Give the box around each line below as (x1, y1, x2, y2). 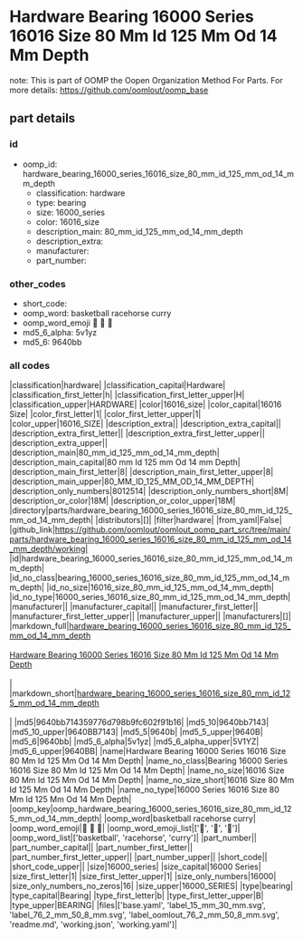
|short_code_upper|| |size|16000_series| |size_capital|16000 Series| (9, 861, 261, 872)
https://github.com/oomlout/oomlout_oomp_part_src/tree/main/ (54, 524, 291, 536)
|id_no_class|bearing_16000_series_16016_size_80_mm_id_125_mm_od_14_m (9, 573, 290, 584)
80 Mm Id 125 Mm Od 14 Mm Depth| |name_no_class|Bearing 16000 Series (9, 755, 288, 767)
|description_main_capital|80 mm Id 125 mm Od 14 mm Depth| (9, 457, 241, 468)
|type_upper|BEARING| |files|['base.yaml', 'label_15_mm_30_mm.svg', (9, 900, 267, 911)
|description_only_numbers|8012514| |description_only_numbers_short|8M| (9, 486, 289, 497)
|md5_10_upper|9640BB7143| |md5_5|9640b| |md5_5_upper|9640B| (9, 727, 264, 738)
